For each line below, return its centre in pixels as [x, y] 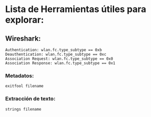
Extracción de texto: [30, 99]
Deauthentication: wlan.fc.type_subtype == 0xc [56, 54]
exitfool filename [24, 86]
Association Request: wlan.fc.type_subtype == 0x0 [59, 59]
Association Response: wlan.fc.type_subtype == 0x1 [60, 63]
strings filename [23, 109]
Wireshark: [23, 38]
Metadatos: [20, 75]
